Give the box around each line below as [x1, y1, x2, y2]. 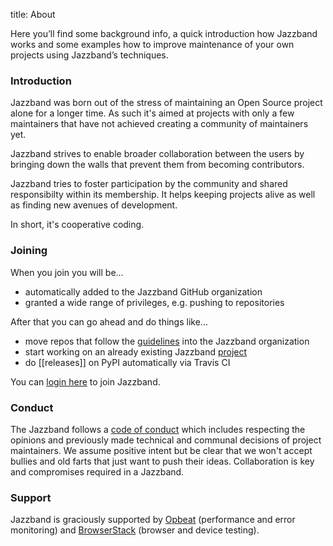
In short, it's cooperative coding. [10, 219, 145, 231]
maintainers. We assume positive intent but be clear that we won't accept [10, 444, 313, 456]
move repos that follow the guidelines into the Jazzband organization [24, 335, 310, 347]
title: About [10, 9, 56, 20]
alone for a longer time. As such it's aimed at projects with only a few [10, 107, 295, 119]
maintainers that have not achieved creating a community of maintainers [10, 118, 309, 130]
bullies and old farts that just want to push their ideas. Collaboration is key [10, 455, 315, 467]
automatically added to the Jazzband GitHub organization [24, 285, 263, 298]
